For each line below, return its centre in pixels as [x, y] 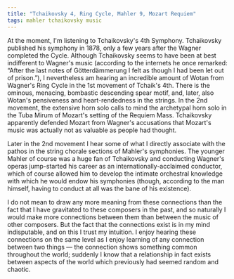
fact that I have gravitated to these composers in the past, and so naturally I [117, 209]
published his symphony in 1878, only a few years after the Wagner [104, 48]
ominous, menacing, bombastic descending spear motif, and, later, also [111, 93]
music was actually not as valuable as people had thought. [92, 130]
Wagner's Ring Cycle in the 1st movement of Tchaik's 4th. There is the [109, 85]
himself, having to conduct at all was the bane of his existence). [99, 188]
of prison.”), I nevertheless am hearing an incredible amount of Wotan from [116, 77]
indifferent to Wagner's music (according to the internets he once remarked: [117, 63]
